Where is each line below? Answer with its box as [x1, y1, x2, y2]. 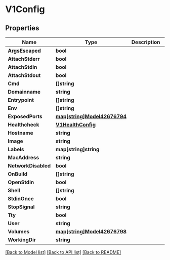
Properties [5, 24, 39, 32]
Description [131, 39, 160, 46]
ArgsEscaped [8, 47, 41, 54]
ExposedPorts [8, 113, 43, 120]
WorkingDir [8, 236, 36, 243]
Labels [8, 146, 24, 153]
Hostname [8, 129, 33, 136]
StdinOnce [8, 195, 34, 202]
